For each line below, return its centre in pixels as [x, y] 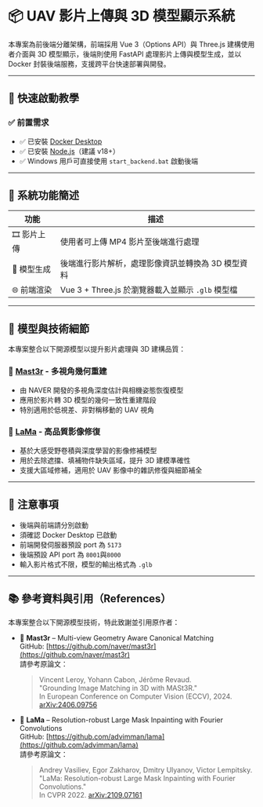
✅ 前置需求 [29, 122]
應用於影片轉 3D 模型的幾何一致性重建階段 [88, 400]
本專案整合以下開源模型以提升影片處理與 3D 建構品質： [97, 349]
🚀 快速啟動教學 [44, 99]
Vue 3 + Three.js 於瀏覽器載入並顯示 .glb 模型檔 [149, 290]
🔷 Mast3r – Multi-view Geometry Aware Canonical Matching [116, 638]
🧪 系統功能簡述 [44, 196]
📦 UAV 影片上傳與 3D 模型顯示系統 [122, 16]
